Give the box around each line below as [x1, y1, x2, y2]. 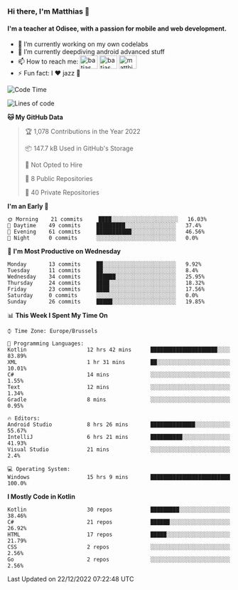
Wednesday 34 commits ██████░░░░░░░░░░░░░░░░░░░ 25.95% [7, 274, 205, 281]
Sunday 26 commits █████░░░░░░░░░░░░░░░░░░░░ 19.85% [7, 299, 205, 306]
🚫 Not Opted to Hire [24, 160, 83, 170]
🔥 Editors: [7, 415, 40, 423]
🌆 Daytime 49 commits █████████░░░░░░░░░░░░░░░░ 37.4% [7, 222, 202, 229]
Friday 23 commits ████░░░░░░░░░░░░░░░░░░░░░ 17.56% [7, 286, 205, 293]
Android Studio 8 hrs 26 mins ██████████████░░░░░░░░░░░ [7, 421, 231, 428]
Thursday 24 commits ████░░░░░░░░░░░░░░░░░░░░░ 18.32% [7, 279, 205, 287]
